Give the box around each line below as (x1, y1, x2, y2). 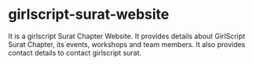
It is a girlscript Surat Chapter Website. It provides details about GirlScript (8, 31, 246, 41)
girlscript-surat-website (8, 5, 170, 23)
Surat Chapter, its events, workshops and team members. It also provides (8, 39, 246, 49)
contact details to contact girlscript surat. (8, 48, 142, 57)
